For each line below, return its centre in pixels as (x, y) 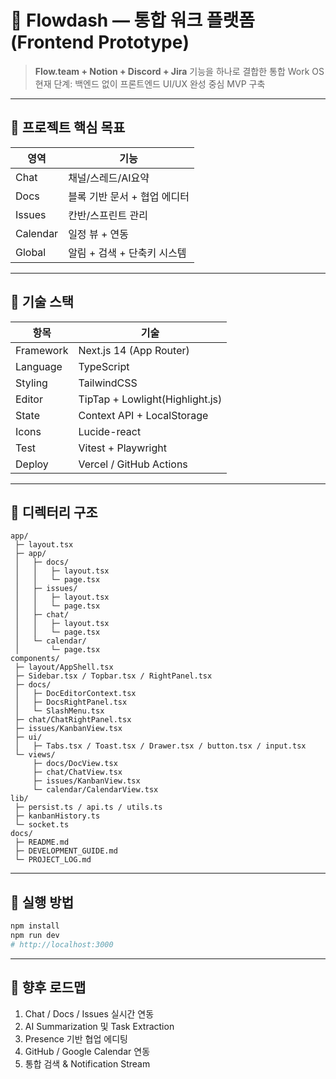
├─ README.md (42, 842)
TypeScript (104, 366)
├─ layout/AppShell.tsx (64, 667)
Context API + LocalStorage (143, 415)
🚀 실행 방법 (42, 902)
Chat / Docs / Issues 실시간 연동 (89, 1013)
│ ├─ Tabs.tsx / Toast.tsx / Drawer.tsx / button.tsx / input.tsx (160, 746)
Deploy (32, 464)
